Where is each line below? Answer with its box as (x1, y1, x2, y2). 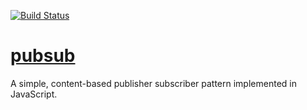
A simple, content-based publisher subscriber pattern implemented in (10, 77, 297, 89)
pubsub (10, 45, 76, 67)
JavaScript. (10, 88, 58, 100)
